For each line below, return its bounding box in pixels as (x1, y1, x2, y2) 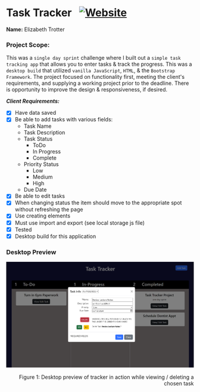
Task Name (23, 122, 52, 130)
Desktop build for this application (14, 232, 96, 240)
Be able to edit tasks (14, 192, 65, 200)
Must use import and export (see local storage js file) (14, 219, 145, 226)
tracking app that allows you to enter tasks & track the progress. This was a (6, 60, 192, 68)
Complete (32, 154, 57, 161)
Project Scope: (6, 41, 50, 49)
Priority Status (23, 161, 59, 168)
